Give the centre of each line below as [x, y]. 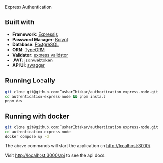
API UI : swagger [29, 65]
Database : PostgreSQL [35, 44]
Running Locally [30, 81]
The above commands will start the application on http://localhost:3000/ [78, 145]
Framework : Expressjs [35, 34]
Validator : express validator [40, 55]
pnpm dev [14, 101]
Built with [20, 22]
